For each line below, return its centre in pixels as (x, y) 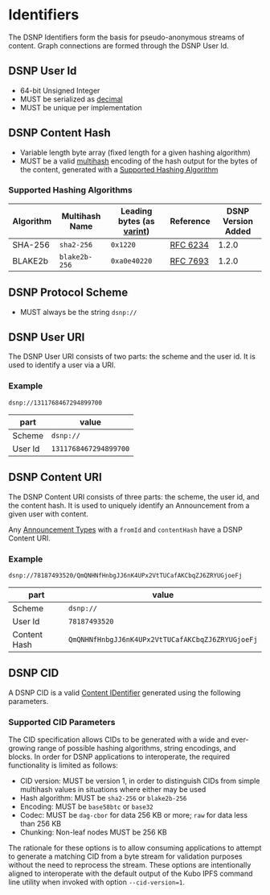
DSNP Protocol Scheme (68, 293)
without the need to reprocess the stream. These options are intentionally (130, 865)
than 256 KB (41, 824)
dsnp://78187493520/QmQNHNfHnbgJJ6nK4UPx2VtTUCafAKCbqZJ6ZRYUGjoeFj (125, 575)
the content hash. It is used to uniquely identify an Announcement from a (129, 505)
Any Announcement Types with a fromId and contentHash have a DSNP (125, 529)
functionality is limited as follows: (63, 765)
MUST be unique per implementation (81, 107)
